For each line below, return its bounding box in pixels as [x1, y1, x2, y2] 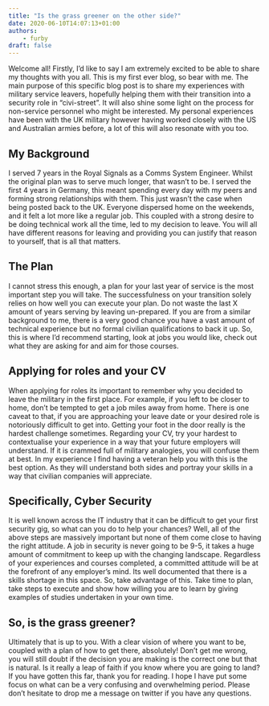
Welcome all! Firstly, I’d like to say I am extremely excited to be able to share [8, 64, 260, 73]
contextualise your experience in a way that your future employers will [8, 437, 241, 446]
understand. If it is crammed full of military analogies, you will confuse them [8, 445, 259, 455]
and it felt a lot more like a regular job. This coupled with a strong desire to [8, 211, 255, 220]
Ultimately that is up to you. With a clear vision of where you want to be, [8, 637, 247, 647]
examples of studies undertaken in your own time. [8, 593, 174, 602]
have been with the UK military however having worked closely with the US [8, 115, 257, 125]
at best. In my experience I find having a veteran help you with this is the [8, 454, 248, 463]
